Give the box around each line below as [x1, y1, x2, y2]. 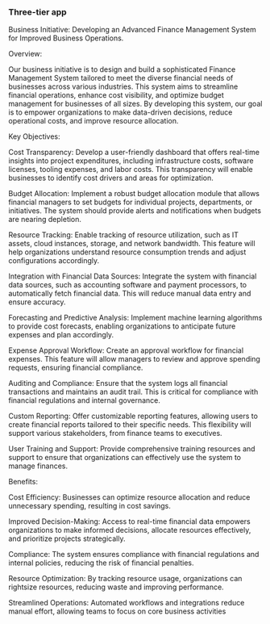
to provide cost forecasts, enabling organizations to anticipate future [8, 321, 236, 331]
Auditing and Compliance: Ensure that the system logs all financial [8, 379, 228, 388]
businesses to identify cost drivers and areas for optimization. [8, 173, 214, 183]
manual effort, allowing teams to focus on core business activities [8, 606, 226, 616]
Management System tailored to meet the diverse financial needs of [8, 73, 234, 83]
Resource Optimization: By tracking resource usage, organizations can [8, 574, 243, 584]
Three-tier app [8, 6, 67, 18]
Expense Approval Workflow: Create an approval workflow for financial [8, 346, 244, 355]
